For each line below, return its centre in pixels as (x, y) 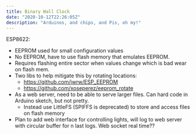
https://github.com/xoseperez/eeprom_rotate (79, 88)
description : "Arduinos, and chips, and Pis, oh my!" (74, 22)
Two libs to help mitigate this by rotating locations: (76, 76)
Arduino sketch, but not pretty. (52, 101)
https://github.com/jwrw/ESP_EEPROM (71, 82)
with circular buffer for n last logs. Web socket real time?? (85, 126)
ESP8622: (18, 39)
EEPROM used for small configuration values (69, 51)
